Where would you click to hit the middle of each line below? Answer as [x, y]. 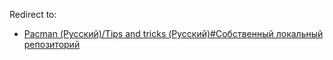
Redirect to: [33, 14]
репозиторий [52, 44]
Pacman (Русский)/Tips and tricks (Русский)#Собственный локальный [173, 33]
